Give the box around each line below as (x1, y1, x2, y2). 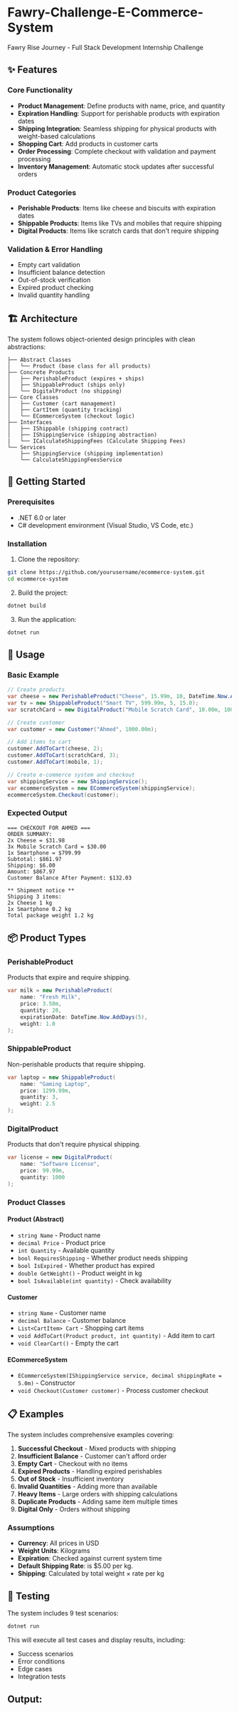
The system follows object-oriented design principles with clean (7, 335, 196, 343)
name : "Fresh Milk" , (20, 994, 81, 1001)
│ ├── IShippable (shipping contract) (7, 426, 129, 433)
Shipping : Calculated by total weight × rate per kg (17, 1569, 165, 1578)
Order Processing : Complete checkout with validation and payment (17, 147, 216, 156)
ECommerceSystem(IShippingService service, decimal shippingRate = (17, 1372, 222, 1380)
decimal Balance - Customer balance (17, 1316, 127, 1325)
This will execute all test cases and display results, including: (7, 1636, 186, 1644)
